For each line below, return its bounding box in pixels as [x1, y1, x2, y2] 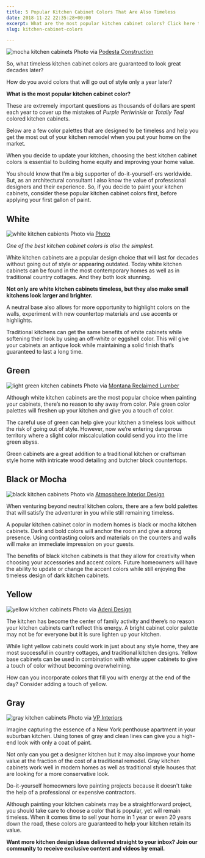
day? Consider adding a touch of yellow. [6, 680, 107, 687]
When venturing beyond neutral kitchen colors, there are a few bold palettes [6, 502, 198, 510]
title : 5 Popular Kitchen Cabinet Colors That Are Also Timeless [6, 9, 176, 15]
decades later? [6, 67, 44, 74]
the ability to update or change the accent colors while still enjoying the [6, 565, 186, 572]
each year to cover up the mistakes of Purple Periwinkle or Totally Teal [6, 108, 184, 116]
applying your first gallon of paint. [6, 196, 92, 204]
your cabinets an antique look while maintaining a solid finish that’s [6, 341, 174, 349]
